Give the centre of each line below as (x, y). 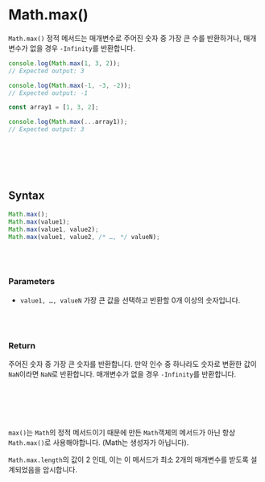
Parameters (31, 282)
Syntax (27, 196)
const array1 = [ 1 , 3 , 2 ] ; (54, 107)
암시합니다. (60, 469)
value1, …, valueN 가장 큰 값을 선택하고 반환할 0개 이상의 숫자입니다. (130, 300)
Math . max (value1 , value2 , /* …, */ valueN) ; (84, 237)
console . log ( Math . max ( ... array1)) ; (68, 122)
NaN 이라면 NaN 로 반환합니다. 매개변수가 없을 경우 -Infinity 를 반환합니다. (122, 374)
